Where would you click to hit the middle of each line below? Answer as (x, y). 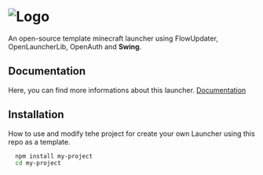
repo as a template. (39, 141)
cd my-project (38, 163)
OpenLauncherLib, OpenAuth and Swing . (75, 46)
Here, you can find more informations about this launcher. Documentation (127, 90)
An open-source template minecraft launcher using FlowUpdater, (113, 38)
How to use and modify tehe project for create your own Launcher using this (131, 134)
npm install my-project (54, 156)
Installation (36, 114)
